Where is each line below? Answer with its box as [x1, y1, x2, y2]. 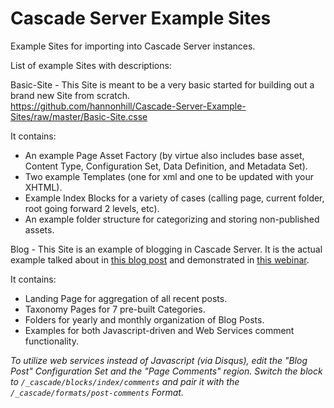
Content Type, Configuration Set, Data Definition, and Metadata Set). [24, 160, 308, 172]
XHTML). [24, 181, 63, 193]
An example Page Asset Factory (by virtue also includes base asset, [24, 149, 305, 161]
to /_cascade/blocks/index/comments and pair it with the [10, 375, 240, 387]
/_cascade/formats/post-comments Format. [10, 386, 184, 398]
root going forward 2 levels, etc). [24, 202, 160, 214]
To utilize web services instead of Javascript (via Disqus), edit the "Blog [10, 354, 308, 366]
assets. [24, 223, 55, 236]
